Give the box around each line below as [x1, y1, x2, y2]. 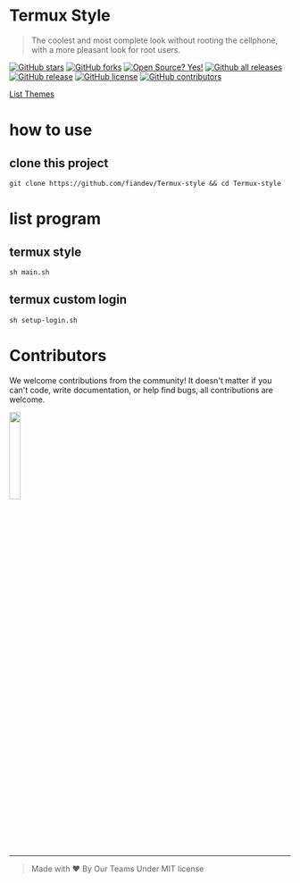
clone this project [9, 156, 109, 171]
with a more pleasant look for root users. [30, 44, 181, 55]
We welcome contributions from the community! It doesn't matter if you [9, 374, 272, 385]
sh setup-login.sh [9, 315, 78, 324]
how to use [9, 120, 93, 140]
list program [9, 209, 101, 229]
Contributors [9, 345, 107, 366]
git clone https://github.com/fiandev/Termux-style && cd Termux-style [9, 179, 281, 188]
